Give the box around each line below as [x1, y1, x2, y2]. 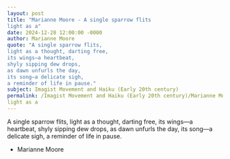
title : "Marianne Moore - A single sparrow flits [7, 16, 152, 23]
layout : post [7, 10, 44, 17]
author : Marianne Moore [7, 35, 75, 42]
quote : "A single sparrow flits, [7, 42, 103, 48]
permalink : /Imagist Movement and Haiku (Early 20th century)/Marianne [7, 93, 216, 100]
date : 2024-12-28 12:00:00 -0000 [7, 29, 103, 36]
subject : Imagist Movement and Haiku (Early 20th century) [7, 86, 179, 93]
